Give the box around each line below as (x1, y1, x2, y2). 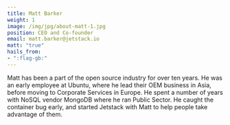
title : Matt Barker (7, 10, 63, 17)
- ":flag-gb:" (7, 55, 48, 62)
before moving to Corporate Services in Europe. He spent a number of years (7, 88, 223, 96)
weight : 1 (7, 16, 36, 23)
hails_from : (7, 49, 41, 56)
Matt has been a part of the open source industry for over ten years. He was (7, 73, 223, 82)
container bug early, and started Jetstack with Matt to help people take (7, 102, 208, 111)
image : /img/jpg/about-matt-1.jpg (7, 23, 106, 30)
